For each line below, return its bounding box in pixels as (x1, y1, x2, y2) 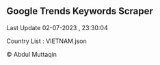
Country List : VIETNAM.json (6, 37, 87, 45)
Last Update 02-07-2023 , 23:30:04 (6, 23, 108, 31)
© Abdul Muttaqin (6, 50, 57, 58)
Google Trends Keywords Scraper (6, 5, 153, 17)
